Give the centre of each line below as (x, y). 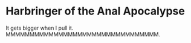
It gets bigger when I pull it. (40, 28)
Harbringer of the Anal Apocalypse (95, 11)
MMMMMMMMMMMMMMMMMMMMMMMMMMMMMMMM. (83, 34)
